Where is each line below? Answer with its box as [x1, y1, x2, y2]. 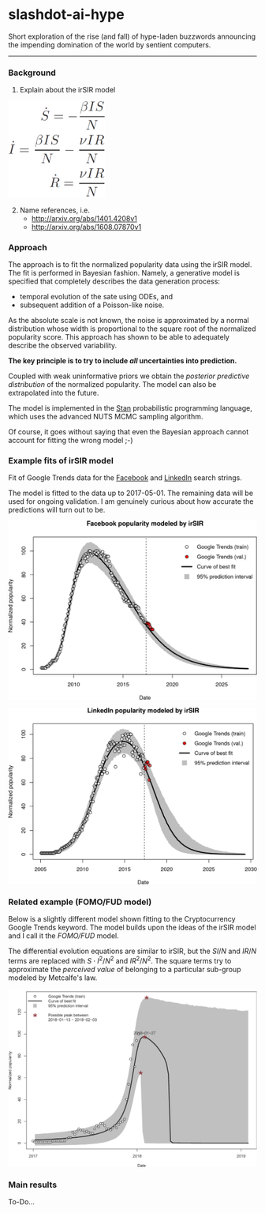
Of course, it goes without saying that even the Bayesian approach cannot [8, 427, 249, 437]
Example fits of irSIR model [8, 455, 114, 466]
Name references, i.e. [19, 205, 91, 215]
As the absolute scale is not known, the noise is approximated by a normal [8, 316, 250, 325]
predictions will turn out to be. [8, 505, 106, 515]
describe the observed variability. [8, 341, 118, 351]
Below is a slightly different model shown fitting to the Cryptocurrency [8, 914, 236, 924]
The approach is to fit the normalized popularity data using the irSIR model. [8, 260, 252, 269]
